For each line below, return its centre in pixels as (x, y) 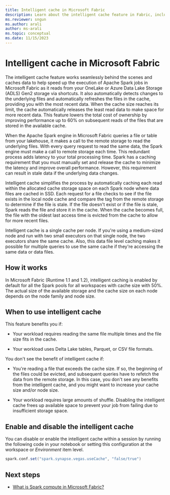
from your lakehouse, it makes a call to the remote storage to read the (78, 141)
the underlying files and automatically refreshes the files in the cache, (78, 99)
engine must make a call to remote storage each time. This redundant (78, 151)
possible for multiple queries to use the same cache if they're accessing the (84, 246)
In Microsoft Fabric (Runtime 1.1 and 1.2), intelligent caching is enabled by (81, 280)
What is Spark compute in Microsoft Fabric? (58, 487)
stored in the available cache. (36, 126)
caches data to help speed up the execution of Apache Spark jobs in (77, 82)
